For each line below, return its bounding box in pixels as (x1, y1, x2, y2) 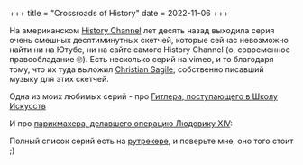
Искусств (9, 101, 47, 111)
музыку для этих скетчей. (9, 74, 110, 84)
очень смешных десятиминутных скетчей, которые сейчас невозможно (9, 35, 289, 45)
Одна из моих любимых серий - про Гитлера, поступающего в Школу (9, 91, 278, 102)
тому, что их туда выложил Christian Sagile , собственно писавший (9, 64, 264, 75)
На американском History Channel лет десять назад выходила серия (9, 25, 275, 35)
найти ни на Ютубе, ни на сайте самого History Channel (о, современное (9, 44, 290, 55)
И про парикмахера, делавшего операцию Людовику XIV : (9, 118, 233, 129)
